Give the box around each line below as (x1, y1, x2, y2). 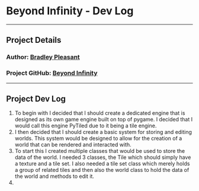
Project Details (6, 35, 62, 45)
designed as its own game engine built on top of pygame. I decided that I (14, 116, 193, 123)
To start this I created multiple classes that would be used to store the (14, 148, 185, 155)
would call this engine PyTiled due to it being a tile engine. (14, 122, 157, 129)
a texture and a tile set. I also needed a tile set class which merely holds (14, 160, 190, 167)
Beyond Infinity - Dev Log (6, 4, 134, 18)
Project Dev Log (6, 93, 66, 104)
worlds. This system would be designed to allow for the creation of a (14, 135, 182, 142)
